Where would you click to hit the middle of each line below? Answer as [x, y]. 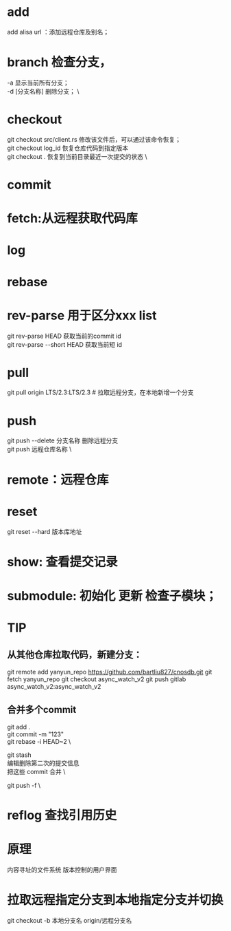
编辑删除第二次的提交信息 [43, 763]
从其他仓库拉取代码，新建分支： [75, 655]
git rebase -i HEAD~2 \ [39, 741]
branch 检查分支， [59, 62]
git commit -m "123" [35, 734]
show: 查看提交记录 [62, 562]
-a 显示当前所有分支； [38, 83]
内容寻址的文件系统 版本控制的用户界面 [62, 869]
